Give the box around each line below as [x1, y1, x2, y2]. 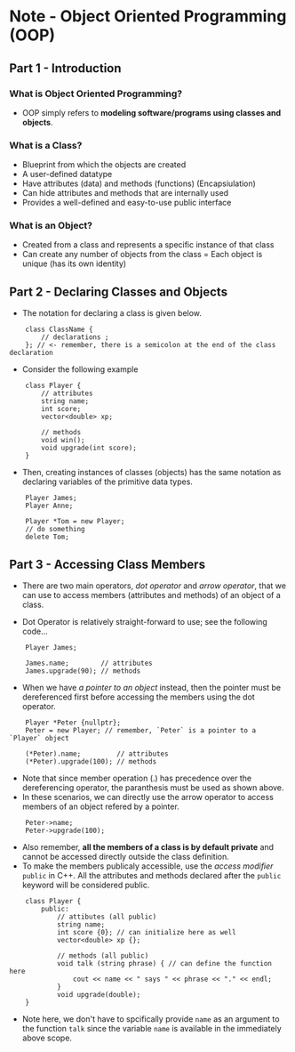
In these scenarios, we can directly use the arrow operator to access [21, 792, 274, 803]
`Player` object [9, 734, 69, 743]
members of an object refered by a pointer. [21, 801, 179, 812]
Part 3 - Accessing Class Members [9, 556, 206, 571]
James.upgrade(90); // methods [25, 667, 141, 676]
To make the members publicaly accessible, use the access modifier [21, 861, 274, 871]
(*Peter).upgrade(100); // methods [25, 757, 157, 766]
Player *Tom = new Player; [25, 517, 125, 526]
